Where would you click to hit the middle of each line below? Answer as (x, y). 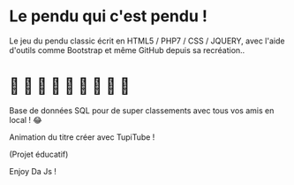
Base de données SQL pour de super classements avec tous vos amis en (142, 110)
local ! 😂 (26, 119)
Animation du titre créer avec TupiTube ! (82, 137)
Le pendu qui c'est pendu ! (108, 16)
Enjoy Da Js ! (33, 171)
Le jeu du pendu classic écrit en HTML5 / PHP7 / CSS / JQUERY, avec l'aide (147, 41)
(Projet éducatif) (39, 154)
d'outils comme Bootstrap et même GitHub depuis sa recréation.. (127, 50)
